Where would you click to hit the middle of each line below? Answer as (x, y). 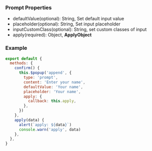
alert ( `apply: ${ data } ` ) (45, 125)
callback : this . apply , (52, 101)
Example (16, 48)
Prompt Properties (29, 8)
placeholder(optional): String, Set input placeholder (67, 24)
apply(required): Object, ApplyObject (52, 35)
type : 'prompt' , (41, 78)
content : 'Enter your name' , (55, 82)
